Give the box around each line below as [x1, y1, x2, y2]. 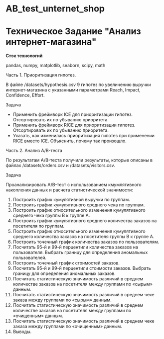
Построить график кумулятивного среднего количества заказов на [12, 218, 157, 224]
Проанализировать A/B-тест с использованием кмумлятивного [5, 182, 142, 188]
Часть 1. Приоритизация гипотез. [5, 72, 76, 78]
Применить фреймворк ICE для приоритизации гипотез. [12, 111, 133, 117]
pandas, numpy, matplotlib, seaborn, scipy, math [5, 63, 106, 69]
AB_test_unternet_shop [5, 3, 105, 14]
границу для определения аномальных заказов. [12, 270, 116, 276]
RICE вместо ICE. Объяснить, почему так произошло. [12, 138, 127, 144]
